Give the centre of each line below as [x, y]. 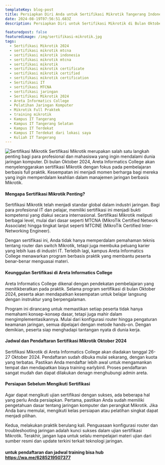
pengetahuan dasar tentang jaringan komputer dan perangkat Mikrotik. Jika [82, 406]
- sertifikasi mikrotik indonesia [45, 55]
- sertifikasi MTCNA [30, 87]
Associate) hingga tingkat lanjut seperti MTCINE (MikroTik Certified [73, 226]
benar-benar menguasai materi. [37, 262]
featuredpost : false [26, 32]
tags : [11, 42]
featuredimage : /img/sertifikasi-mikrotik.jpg [54, 37]
